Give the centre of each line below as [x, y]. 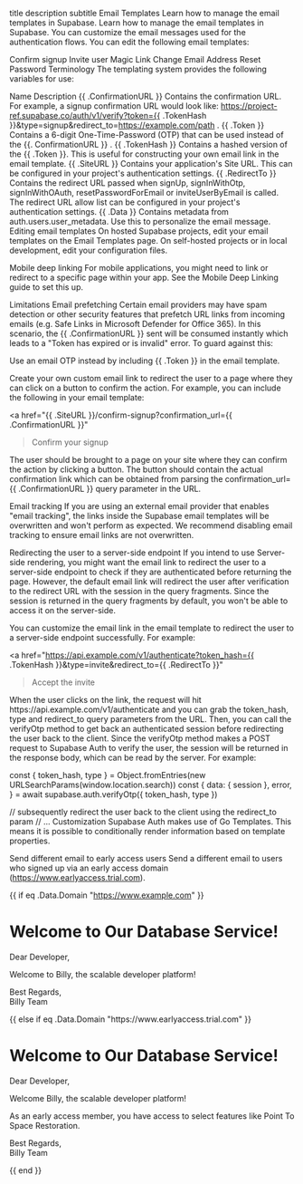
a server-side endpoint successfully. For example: [103, 637]
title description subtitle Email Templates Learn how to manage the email [145, 13]
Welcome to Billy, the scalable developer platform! [103, 974]
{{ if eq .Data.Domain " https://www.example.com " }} [107, 895]
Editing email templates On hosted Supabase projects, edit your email [139, 231]
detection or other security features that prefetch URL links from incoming [147, 314]
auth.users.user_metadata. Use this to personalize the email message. [140, 221]
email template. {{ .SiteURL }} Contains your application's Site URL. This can [151, 164]
